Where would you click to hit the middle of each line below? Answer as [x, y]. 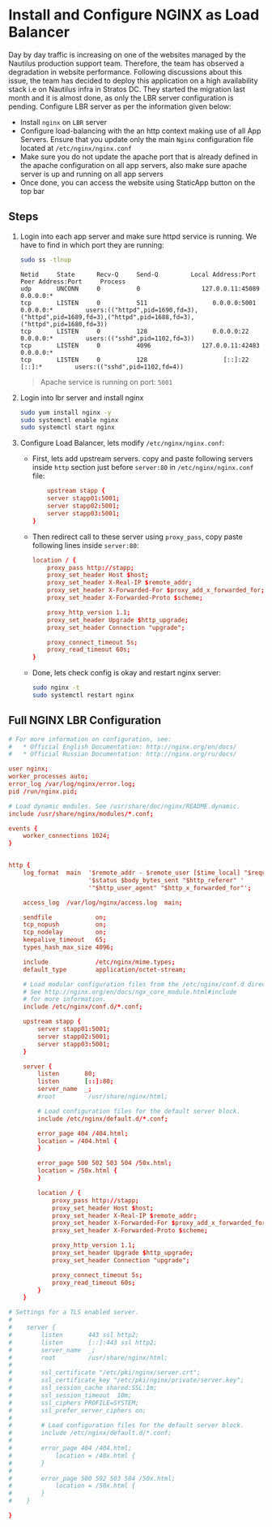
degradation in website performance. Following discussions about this [125, 71]
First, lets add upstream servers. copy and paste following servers [142, 459]
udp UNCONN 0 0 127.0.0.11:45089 [140, 289]
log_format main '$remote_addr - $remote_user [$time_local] [132, 873]
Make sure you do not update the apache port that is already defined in [139, 157]
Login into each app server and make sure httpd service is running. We [138, 236]
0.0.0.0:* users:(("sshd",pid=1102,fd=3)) [107, 339]
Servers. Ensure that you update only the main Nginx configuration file [136, 139]
